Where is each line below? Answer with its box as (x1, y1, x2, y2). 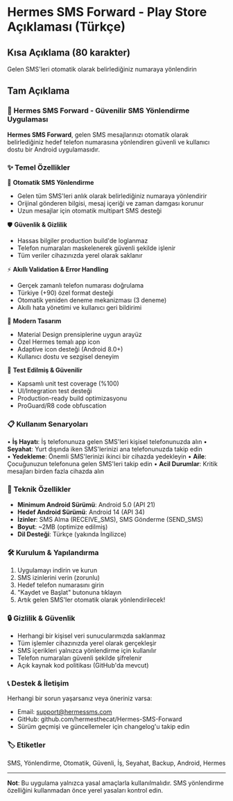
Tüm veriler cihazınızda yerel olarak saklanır (17, 251, 143, 259)
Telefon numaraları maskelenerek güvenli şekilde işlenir (17, 244, 176, 252)
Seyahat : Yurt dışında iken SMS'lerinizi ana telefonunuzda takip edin (7, 445, 203, 454)
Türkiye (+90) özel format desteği (17, 288, 114, 297)
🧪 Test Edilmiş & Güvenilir (7, 365, 83, 374)
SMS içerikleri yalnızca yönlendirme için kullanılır (17, 647, 157, 655)
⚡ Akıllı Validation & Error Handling (7, 265, 109, 273)
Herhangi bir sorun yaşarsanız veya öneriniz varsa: (7, 694, 153, 702)
